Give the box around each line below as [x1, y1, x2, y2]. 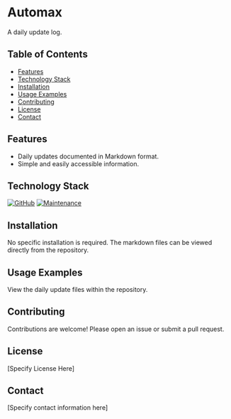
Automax [7, 4, 62, 21]
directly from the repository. [7, 246, 89, 254]
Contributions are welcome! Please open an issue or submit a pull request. [7, 325, 225, 333]
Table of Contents [7, 48, 89, 60]
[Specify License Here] [7, 364, 75, 373]
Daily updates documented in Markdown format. [17, 152, 159, 160]
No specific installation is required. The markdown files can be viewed [7, 239, 213, 247]
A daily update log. [7, 28, 62, 36]
